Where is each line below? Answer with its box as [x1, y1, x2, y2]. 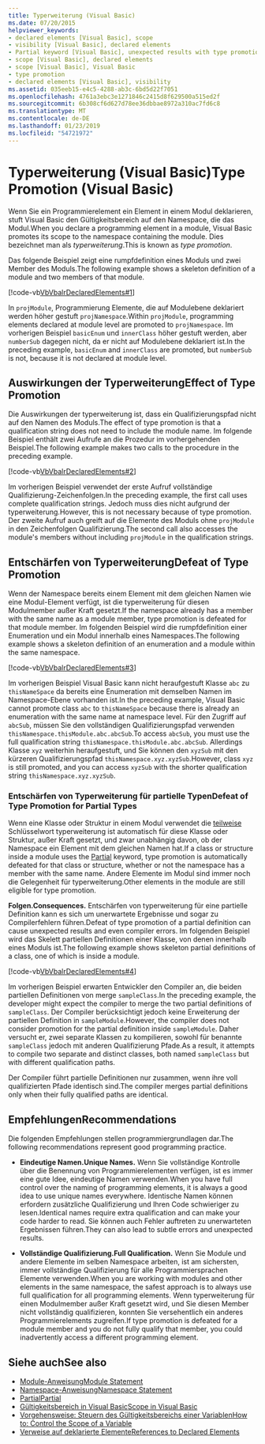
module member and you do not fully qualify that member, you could [19, 1325, 243, 1334]
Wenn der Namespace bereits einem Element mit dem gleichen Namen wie [8, 589, 252, 598]
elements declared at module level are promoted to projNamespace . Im [8, 320, 234, 329]
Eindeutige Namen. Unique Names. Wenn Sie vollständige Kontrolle [19, 1158, 241, 1167]
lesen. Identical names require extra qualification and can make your [19, 1208, 241, 1218]
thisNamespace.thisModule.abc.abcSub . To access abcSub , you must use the [8, 729, 250, 738]
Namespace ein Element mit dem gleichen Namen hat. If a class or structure [8, 843, 254, 853]
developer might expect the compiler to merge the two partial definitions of [8, 999, 252, 1009]
